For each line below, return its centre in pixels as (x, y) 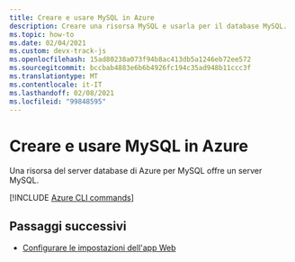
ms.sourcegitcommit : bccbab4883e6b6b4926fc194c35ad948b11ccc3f (130, 68)
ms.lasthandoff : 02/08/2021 (62, 93)
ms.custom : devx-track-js (58, 51)
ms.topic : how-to (42, 34)
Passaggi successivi (68, 226)
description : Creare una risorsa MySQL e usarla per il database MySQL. (148, 26)
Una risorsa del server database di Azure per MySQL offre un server (136, 171)
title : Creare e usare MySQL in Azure (82, 18)
